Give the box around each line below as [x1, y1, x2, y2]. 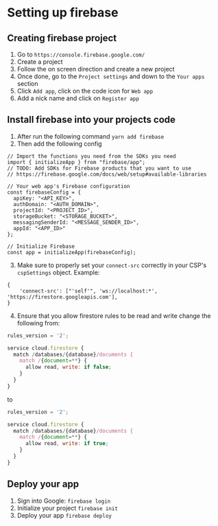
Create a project [16, 58, 63, 66]
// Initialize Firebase [7, 242, 75, 250]
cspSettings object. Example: [16, 268, 100, 276]
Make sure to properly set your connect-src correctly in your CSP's [16, 261, 207, 269]
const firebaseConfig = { [7, 189, 81, 196]
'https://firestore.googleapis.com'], [7, 293, 118, 300]
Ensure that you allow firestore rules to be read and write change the [16, 311, 211, 320]
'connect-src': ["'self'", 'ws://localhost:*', [19, 287, 158, 295]
